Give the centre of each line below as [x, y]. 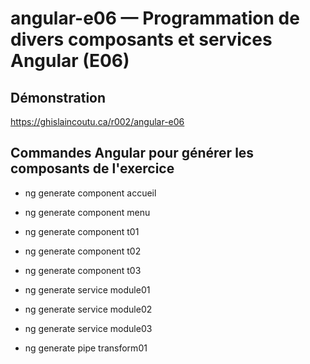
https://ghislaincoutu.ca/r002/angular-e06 [97, 121]
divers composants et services [141, 39]
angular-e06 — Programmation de [155, 18]
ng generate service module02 [88, 309]
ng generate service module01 [87, 289]
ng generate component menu [87, 212]
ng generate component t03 [83, 270]
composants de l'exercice [92, 168]
